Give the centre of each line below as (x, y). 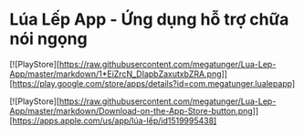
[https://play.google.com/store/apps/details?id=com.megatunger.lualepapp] (152, 83)
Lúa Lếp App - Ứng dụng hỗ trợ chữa (149, 20)
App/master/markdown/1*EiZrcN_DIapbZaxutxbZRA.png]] (119, 74)
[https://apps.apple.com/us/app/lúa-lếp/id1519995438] (113, 120)
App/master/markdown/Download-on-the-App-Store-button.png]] (134, 110)
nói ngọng (49, 39)
